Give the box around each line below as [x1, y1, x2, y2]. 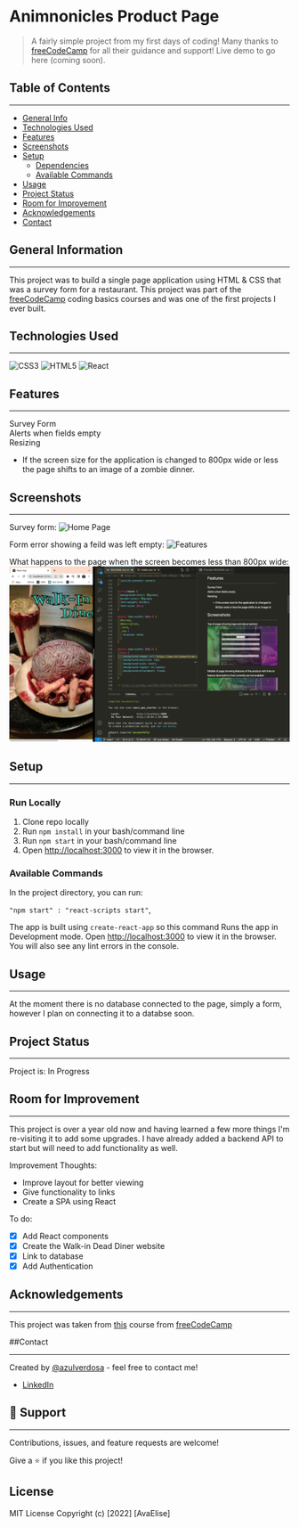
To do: [9, 1213, 33, 1224]
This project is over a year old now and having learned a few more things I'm [9, 1123, 290, 1134]
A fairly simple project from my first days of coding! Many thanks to [30, 36, 279, 46]
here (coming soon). [30, 54, 106, 65]
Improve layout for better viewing [21, 1177, 144, 1188]
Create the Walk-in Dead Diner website [21, 1240, 166, 1251]
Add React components [21, 1230, 109, 1241]
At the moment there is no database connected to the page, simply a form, [9, 999, 283, 1009]
